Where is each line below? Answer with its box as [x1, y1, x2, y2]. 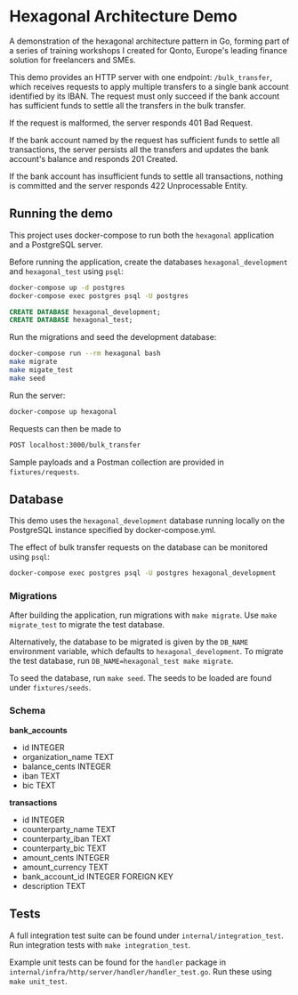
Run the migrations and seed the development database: [9, 332, 217, 343]
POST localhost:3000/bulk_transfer [9, 441, 141, 449]
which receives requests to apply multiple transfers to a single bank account [9, 81, 289, 92]
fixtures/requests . [9, 465, 80, 477]
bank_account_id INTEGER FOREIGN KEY [21, 870, 173, 882]
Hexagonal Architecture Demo [9, 6, 238, 27]
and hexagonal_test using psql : [9, 265, 125, 277]
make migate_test [9, 366, 74, 375]
